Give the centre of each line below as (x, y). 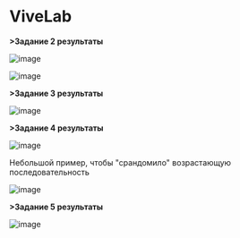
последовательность (49, 172)
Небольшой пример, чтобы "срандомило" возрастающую (120, 162)
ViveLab (41, 17)
